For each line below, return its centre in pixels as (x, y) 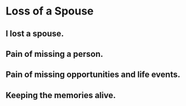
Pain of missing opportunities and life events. (93, 75)
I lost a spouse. (35, 34)
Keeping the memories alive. (61, 95)
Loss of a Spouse (50, 11)
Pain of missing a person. (55, 54)
